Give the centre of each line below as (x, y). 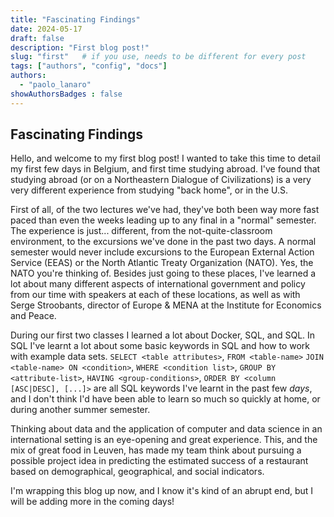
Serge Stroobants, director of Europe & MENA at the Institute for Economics (166, 305)
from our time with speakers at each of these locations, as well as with (155, 295)
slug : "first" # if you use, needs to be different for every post (158, 57)
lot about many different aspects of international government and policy (158, 284)
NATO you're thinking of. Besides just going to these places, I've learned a (163, 273)
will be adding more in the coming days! (92, 502)
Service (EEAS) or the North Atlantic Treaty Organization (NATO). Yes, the (162, 263)
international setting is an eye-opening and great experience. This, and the (164, 440)
